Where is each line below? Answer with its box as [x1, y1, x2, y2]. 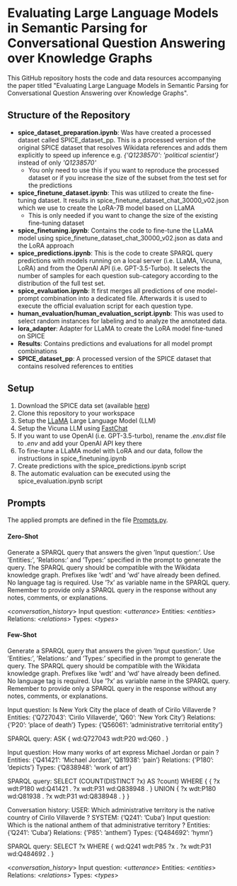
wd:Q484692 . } [7, 849, 54, 858]
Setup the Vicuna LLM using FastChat [17, 423, 128, 432]
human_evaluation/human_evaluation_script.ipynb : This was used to [17, 309, 224, 317]
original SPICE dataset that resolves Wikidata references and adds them [17, 143, 228, 152]
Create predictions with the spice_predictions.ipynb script [17, 461, 186, 470]
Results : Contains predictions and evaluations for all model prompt [17, 339, 213, 348]
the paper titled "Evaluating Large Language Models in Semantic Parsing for [7, 81, 229, 89]
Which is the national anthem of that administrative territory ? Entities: [7, 821, 211, 829]
